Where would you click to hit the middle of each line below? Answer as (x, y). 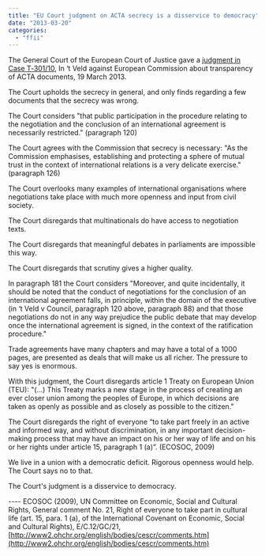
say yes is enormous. (43, 366)
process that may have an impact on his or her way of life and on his (145, 439)
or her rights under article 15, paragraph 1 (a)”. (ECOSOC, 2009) (112, 447)
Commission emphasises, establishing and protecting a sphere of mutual (126, 157)
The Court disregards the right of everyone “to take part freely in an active (129, 422)
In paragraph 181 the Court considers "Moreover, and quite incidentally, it (127, 284)
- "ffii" (30, 38)
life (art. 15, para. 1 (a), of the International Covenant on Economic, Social (126, 518)
